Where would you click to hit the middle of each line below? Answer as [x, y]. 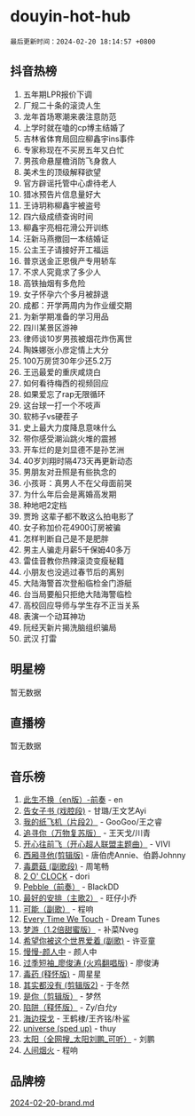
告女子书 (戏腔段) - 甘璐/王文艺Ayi [85, 811]
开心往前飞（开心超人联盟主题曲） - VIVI [97, 844]
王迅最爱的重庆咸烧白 [62, 371]
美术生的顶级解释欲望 [62, 171]
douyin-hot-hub [70, 16]
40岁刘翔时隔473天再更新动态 [78, 460]
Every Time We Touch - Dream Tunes [91, 919]
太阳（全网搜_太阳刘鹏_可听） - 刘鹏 [89, 1039]
